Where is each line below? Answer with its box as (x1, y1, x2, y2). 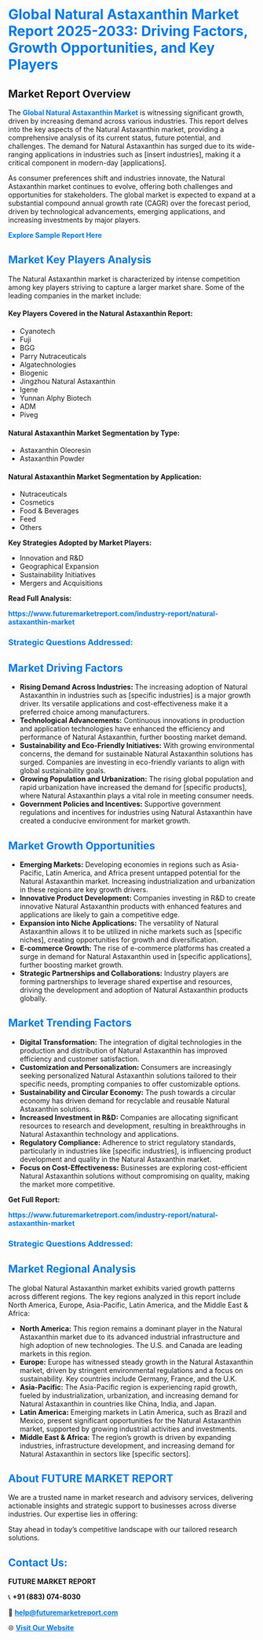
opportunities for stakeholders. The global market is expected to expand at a (8, 191, 256, 199)
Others (19, 523, 42, 532)
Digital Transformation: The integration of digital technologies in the (19, 1037, 242, 1046)
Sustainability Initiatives (19, 570, 97, 579)
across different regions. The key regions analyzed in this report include (8, 1291, 241, 1301)
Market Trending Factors (8, 1016, 132, 1030)
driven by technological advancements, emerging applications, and (8, 207, 226, 216)
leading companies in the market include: (8, 291, 142, 300)
